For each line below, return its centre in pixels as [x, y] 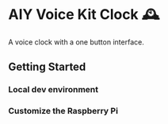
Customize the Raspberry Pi [63, 111]
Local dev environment [53, 90]
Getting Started [47, 67]
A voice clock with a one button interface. [76, 42]
